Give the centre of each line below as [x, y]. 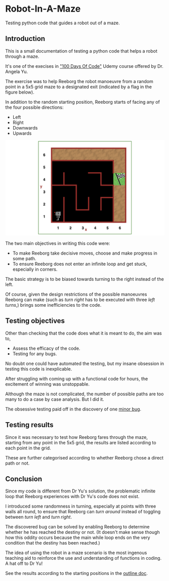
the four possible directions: [35, 107]
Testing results [30, 425]
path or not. [17, 463]
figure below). [20, 92]
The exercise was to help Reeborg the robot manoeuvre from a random [79, 81]
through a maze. [22, 56]
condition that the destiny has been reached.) [53, 543]
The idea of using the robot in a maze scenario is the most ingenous [76, 553]
